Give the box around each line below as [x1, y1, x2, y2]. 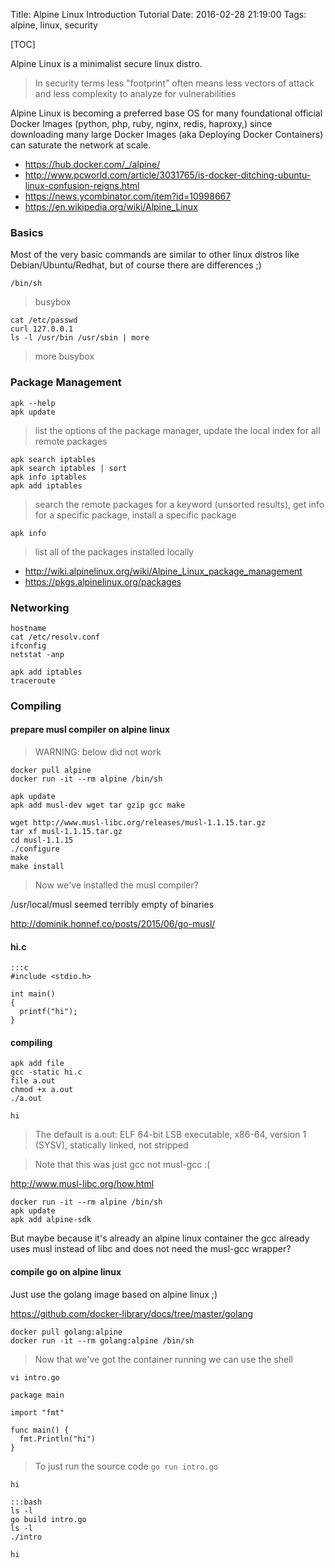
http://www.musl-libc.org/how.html [10, 1178, 155, 1190]
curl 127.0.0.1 [10, 324, 74, 334]
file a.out [10, 1076, 56, 1086]
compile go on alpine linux [10, 1266, 122, 1278]
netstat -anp [10, 649, 65, 659]
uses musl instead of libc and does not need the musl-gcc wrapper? [10, 1243, 292, 1255]
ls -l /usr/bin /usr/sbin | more [10, 333, 150, 343]
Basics [10, 225, 44, 239]
